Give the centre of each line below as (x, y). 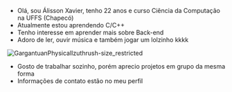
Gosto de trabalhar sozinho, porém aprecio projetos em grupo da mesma (121, 66)
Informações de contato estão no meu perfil (80, 81)
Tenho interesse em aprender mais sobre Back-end (90, 32)
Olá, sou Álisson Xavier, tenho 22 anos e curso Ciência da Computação (118, 11)
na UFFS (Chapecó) (45, 18)
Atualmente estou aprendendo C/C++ (71, 25)
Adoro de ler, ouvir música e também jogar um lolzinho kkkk (103, 40)
